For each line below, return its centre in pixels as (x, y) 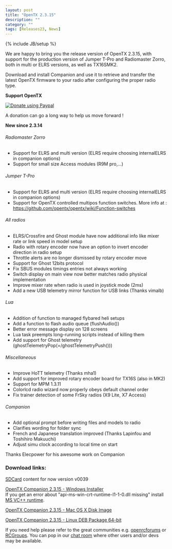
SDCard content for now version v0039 (47, 479)
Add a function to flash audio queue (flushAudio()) (66, 323)
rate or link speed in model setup (47, 241)
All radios (15, 220)
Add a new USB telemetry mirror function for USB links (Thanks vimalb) (88, 290)
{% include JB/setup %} (31, 44)
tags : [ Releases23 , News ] (33, 29)
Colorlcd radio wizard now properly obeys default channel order (81, 390)
